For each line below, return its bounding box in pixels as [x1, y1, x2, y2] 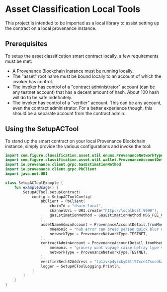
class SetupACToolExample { [5, 180, 64, 185]
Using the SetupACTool [5, 125, 79, 133]
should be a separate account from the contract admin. [12, 110, 126, 116]
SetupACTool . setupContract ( [23, 189, 81, 195]
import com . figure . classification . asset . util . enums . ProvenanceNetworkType [5, 153, 164, 158]
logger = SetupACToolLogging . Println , [40, 264, 121, 269]
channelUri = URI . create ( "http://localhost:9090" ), [49, 208, 159, 213]
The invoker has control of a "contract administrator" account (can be [12, 84, 156, 90]
